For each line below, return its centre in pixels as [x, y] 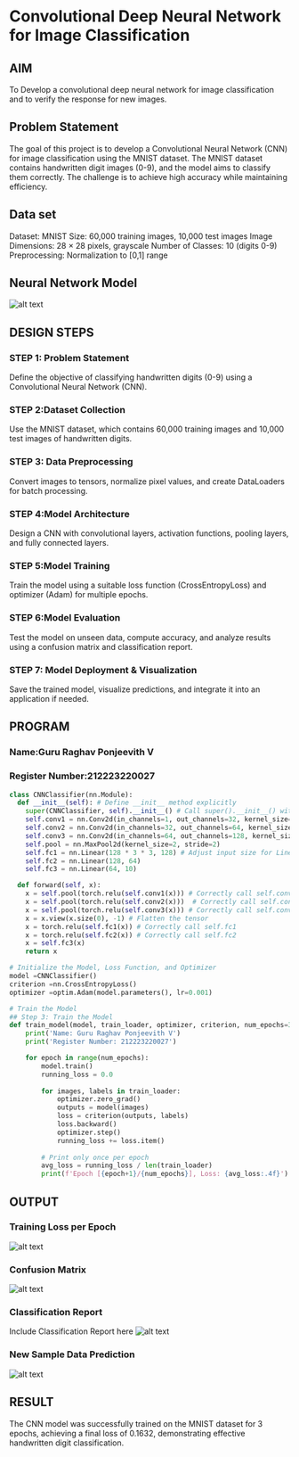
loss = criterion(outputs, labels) [123, 1116]
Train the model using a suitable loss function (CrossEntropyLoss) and [138, 585]
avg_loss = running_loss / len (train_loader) [127, 1165]
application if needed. [49, 698]
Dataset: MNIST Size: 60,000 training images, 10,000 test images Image [141, 236]
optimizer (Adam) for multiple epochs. [79, 595]
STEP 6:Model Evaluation [65, 618]
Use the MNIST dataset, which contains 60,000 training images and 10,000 [147, 429]
